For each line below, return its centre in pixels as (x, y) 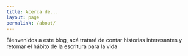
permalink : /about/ (31, 23)
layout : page (23, 17)
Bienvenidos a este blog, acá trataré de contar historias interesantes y (94, 40)
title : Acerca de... (33, 12)
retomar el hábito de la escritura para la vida (62, 46)
